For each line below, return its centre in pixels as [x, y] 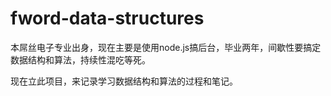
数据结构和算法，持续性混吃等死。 [80, 59]
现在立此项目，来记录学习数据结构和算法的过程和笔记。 [124, 81]
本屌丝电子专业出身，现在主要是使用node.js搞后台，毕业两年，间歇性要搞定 [166, 47]
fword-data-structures [107, 18]
